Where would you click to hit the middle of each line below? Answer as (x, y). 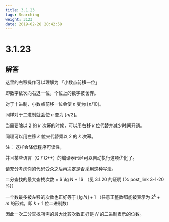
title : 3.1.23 (20, 10)
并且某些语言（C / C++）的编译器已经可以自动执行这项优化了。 (71, 158)
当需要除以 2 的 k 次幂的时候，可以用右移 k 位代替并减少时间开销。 (75, 125)
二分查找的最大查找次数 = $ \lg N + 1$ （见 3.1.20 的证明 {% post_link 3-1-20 (85, 180)
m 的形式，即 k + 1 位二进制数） (38, 203)
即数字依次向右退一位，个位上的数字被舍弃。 (52, 93)
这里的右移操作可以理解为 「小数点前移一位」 (52, 82)
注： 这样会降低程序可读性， (35, 147)
